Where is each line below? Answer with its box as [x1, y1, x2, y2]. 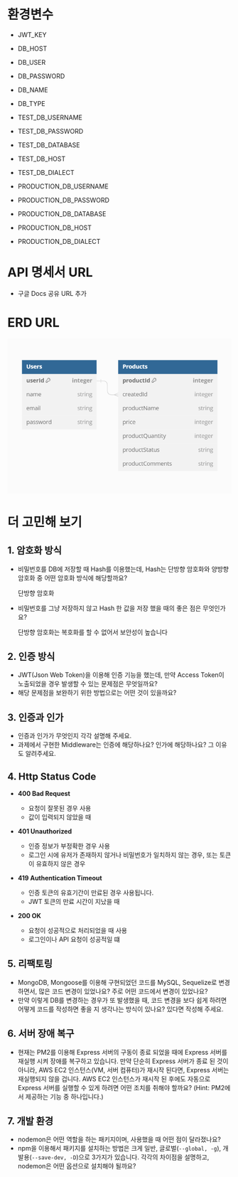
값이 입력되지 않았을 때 [28, 813, 92, 821]
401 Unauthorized [17, 827, 72, 836]
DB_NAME [17, 85, 48, 94]
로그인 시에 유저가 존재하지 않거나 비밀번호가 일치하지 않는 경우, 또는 [28, 851, 218, 859]
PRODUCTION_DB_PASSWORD [17, 196, 110, 204]
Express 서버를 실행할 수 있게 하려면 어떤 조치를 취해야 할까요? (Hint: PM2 [17, 1083, 225, 1092]
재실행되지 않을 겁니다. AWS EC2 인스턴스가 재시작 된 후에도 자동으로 [17, 1075, 211, 1083]
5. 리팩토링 [7, 958, 53, 970]
